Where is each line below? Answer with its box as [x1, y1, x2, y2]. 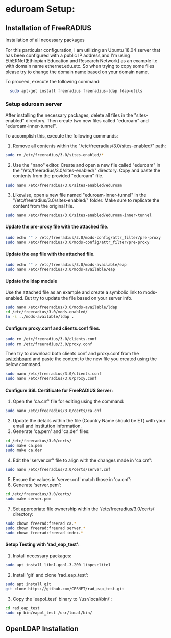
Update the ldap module [5, 278, 58, 284]
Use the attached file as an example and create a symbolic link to [5, 289, 142, 295]
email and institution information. [12, 423, 82, 429]
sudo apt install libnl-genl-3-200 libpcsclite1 [5, 563, 111, 568]
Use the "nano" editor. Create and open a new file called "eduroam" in [12, 162, 161, 168]
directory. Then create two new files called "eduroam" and [25, 118, 149, 124]
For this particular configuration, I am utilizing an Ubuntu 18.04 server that [5, 47, 161, 53]
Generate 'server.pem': [12, 482, 62, 488]
